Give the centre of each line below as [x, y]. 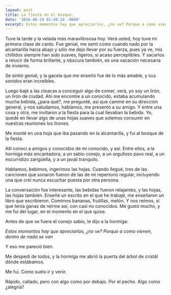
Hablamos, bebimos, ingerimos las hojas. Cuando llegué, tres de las [76, 169]
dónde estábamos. [25, 262]
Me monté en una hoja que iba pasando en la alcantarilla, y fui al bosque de [84, 133]
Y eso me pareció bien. [30, 247]
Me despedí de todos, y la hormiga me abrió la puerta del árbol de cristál [82, 257]
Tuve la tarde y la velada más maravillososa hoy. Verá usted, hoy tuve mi [81, 39]
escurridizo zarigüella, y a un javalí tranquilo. [52, 159]
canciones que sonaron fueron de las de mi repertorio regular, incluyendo [82, 175]
